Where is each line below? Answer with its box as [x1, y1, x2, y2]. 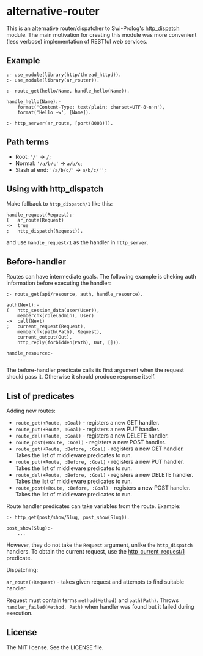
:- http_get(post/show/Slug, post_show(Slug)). [6, 514, 130, 520]
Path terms [6, 137, 49, 147]
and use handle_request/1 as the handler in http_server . [6, 239, 149, 246]
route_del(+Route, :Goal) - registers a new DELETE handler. [15, 432, 169, 439]
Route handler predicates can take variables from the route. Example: [6, 503, 181, 510]
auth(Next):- [6, 302, 40, 308]
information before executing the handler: [6, 279, 111, 287]
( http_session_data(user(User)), [6, 307, 100, 314]
